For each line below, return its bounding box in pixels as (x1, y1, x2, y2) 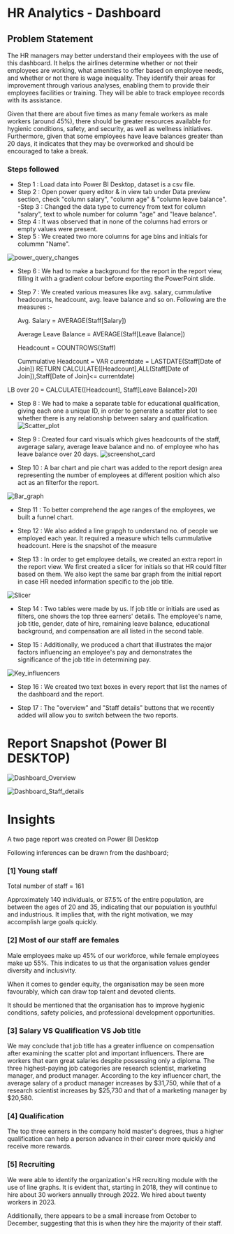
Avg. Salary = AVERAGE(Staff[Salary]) (17, 317, 127, 325)
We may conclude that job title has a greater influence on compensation (7, 1042, 214, 1050)
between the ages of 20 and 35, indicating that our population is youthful (7, 903, 218, 912)
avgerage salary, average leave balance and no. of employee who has (17, 443, 219, 451)
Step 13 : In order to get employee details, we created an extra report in (17, 555, 223, 563)
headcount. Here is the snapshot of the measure (17, 542, 157, 550)
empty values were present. (17, 225, 98, 233)
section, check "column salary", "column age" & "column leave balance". (17, 195, 227, 204)
